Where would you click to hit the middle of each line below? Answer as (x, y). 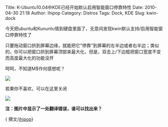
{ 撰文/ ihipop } (19, 119)
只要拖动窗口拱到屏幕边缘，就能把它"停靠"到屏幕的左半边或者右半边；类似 (82, 45)
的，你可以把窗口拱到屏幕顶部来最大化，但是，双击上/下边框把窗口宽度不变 (83, 52)
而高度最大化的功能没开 (29, 58)
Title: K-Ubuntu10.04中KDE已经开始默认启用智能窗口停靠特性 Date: (74, 7)
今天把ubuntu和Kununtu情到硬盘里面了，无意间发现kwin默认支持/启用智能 (82, 28)
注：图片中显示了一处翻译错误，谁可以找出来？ (54, 108)
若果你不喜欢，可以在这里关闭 (36, 88)
